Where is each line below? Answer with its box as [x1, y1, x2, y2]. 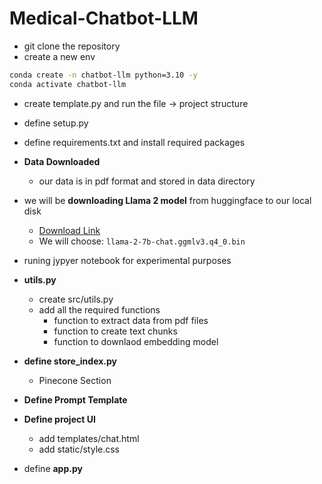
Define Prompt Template [23, 393, 128, 406]
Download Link [38, 224, 101, 236]
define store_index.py [23, 355, 118, 367]
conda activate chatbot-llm [9, 79, 127, 89]
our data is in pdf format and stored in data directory [38, 175, 256, 187]
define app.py [23, 462, 83, 474]
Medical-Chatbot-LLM [9, 7, 199, 30]
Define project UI [23, 413, 96, 425]
